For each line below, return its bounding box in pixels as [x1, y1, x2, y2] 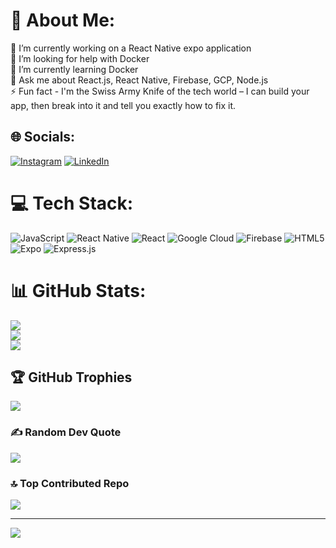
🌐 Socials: [10, 129, 76, 146]
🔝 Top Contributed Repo [10, 476, 130, 490]
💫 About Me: [10, 9, 116, 32]
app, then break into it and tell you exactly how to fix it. [10, 99, 237, 111]
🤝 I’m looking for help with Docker [10, 52, 150, 64]
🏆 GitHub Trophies [10, 369, 133, 386]
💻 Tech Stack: [10, 192, 134, 214]
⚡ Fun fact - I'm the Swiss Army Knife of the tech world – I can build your [10, 85, 310, 97]
